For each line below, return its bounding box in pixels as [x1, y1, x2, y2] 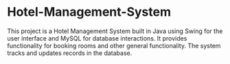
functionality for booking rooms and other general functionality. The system [7, 41, 221, 50]
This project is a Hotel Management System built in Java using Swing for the [7, 27, 223, 35]
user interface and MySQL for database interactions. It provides [7, 34, 187, 42]
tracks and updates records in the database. [7, 49, 133, 57]
